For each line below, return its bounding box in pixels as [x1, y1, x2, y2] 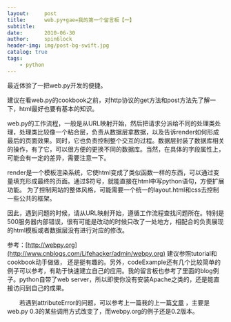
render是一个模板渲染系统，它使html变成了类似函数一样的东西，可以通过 [7, 168, 214, 177]
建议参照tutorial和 [166, 249, 217, 257]
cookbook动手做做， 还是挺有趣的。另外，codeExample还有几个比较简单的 [7, 258, 221, 266]
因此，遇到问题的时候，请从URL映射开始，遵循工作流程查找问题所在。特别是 [7, 208, 225, 217]
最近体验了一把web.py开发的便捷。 [7, 81, 107, 90]
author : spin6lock [7, 36, 72, 43]
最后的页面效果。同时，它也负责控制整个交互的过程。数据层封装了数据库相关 [7, 136, 225, 145]
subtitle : [7, 23, 36, 30]
